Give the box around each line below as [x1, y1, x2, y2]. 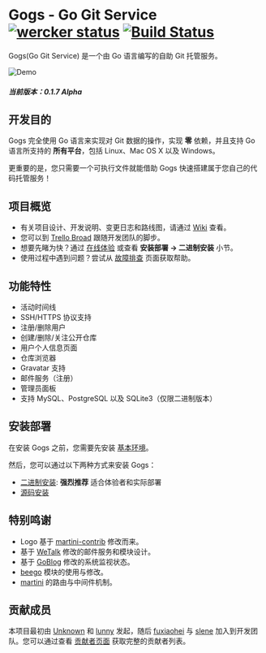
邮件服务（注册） [19, 373, 78, 383]
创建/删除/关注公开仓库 [19, 332, 97, 342]
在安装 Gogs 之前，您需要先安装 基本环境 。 [8, 443, 153, 452]
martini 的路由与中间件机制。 [19, 577, 117, 586]
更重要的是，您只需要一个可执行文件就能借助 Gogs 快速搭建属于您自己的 [8, 163, 251, 173]
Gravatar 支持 [19, 363, 66, 373]
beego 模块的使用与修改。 [19, 567, 108, 577]
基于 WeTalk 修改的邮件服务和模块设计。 [19, 547, 156, 556]
